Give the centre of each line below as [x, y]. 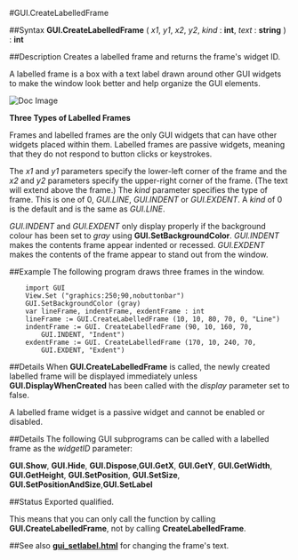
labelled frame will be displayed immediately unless [104, 376]
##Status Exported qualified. [61, 502]
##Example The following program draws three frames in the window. [137, 272]
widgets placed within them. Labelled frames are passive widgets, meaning [147, 144]
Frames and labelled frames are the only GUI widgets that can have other [143, 135]
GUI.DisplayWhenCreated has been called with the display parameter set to [149, 385]
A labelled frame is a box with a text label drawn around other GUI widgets [145, 74]
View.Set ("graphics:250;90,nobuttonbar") [105, 296]
